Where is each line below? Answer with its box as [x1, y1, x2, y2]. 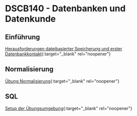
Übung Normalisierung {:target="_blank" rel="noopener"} [5, 78, 119, 84]
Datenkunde [5, 13, 56, 24]
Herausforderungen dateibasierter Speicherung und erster [5, 46, 122, 51]
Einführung [5, 33, 40, 41]
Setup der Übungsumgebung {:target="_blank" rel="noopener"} [5, 105, 133, 111]
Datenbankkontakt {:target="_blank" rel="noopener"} [5, 51, 111, 57]
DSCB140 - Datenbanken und [5, 3, 126, 14]
